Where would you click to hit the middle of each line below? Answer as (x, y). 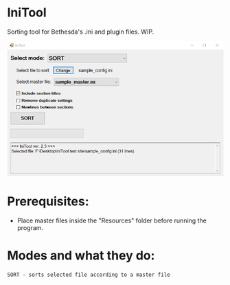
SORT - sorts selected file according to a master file (89, 275)
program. (30, 227)
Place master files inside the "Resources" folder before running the (112, 220)
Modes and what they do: (81, 255)
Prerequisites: (48, 201)
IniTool (27, 13)
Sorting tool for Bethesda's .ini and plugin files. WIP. (81, 32)
